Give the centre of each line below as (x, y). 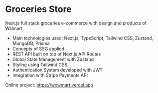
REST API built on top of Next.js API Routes (57, 54)
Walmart (14, 28)
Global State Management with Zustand (53, 59)
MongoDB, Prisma (31, 43)
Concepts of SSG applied (38, 48)
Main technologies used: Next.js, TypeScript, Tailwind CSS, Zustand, (83, 38)
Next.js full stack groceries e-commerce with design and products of (76, 23)
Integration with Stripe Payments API (50, 75)
